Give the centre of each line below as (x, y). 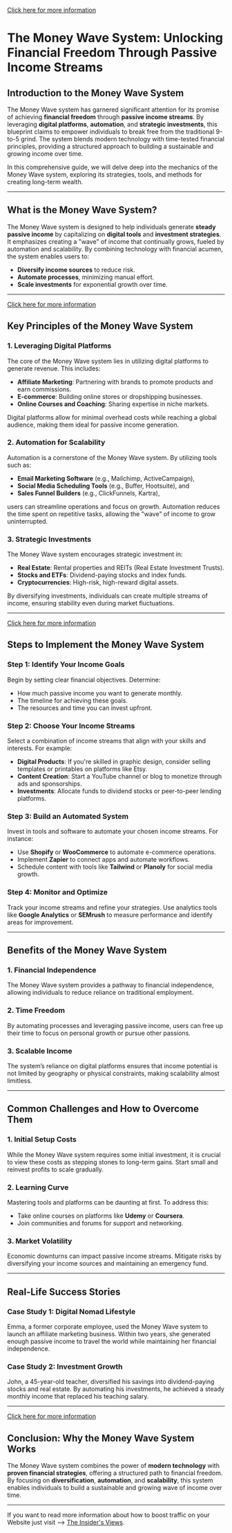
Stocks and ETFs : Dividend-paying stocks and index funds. (102, 575)
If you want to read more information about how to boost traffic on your (108, 1515)
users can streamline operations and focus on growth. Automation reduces (114, 506)
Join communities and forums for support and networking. (100, 1223)
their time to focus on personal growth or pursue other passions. (99, 1033)
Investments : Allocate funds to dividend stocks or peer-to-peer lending (119, 791)
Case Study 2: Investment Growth (65, 1366)
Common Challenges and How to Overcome (103, 1109)
